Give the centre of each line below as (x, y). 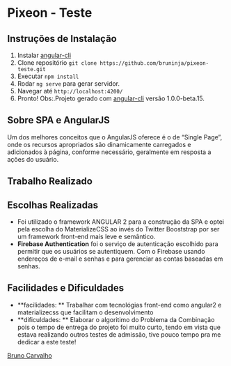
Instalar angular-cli (44, 55)
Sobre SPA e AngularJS (58, 120)
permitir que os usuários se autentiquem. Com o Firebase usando (111, 252)
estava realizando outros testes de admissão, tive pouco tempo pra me (119, 334)
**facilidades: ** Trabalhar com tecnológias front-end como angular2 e (119, 305)
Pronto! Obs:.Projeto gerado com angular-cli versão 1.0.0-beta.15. (111, 98)
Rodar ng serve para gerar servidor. (69, 84)
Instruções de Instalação (62, 39)
